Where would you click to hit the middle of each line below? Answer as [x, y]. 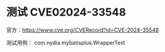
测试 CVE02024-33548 [66, 12]
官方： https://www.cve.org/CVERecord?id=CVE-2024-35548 [82, 30]
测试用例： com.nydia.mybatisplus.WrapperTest [66, 42]
